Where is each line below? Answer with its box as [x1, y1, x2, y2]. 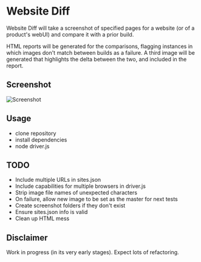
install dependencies [15, 136, 67, 143]
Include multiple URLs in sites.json [15, 176, 101, 184]
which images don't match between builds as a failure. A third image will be [6, 49, 196, 56]
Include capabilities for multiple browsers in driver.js [15, 182, 146, 190]
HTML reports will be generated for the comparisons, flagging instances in [6, 43, 193, 50]
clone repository [15, 129, 56, 137]
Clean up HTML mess [15, 215, 70, 222]
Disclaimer [6, 232, 48, 243]
